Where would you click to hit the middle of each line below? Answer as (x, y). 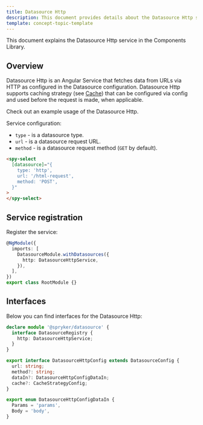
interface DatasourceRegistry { (53, 333)
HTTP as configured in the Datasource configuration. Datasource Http (93, 87)
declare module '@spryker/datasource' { (58, 327)
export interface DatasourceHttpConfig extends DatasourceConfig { (93, 361)
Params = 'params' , (36, 406)
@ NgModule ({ (21, 243)
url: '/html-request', (46, 176)
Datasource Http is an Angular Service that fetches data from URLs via (94, 81)
